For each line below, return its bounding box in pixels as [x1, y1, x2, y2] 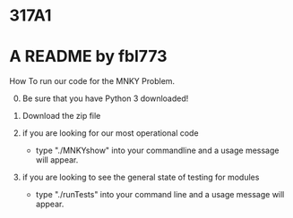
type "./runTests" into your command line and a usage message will [35, 189, 285, 200]
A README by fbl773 [9, 46, 168, 67]
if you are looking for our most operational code [22, 128, 199, 138]
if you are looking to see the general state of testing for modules [22, 172, 260, 183]
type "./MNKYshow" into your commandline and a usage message [35, 145, 280, 156]
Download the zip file [22, 111, 101, 122]
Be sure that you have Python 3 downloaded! [22, 93, 189, 104]
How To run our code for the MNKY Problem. [9, 76, 176, 87]
